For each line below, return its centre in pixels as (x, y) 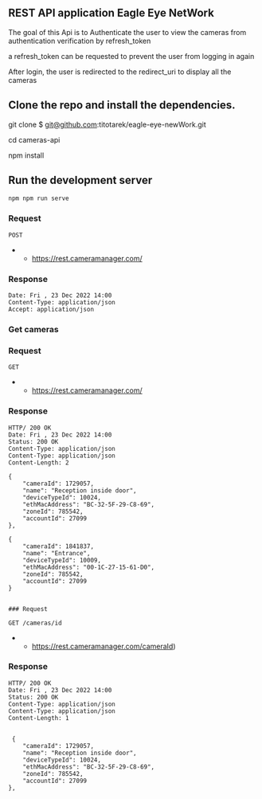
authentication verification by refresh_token (80, 41)
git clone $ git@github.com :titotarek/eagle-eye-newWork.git (108, 124)
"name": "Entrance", (57, 553)
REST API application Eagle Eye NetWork (111, 13)
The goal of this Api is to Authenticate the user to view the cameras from (127, 32)
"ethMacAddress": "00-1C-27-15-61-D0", (89, 567)
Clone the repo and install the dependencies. (122, 106)
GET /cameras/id (35, 623)
